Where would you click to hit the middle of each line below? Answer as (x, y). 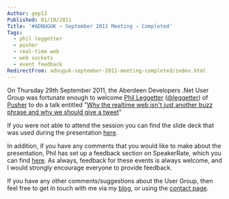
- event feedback (38, 64)
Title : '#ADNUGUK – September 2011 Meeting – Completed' (90, 26)
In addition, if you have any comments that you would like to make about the (114, 146)
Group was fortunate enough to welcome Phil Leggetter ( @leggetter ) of (108, 97)
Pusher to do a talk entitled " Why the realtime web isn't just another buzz (110, 105)
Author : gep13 (27, 13)
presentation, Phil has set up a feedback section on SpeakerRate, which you (114, 153)
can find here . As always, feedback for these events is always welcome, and (114, 160)
